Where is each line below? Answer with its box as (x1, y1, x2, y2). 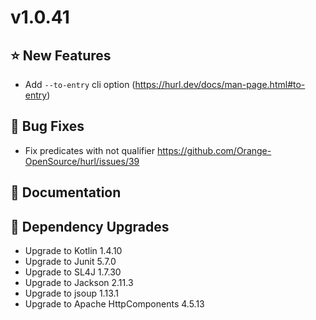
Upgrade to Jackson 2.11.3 (24, 277, 134, 289)
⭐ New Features (10, 47, 112, 64)
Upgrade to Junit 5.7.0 (24, 256, 117, 268)
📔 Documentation (10, 184, 122, 201)
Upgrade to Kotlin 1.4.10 (24, 245, 123, 257)
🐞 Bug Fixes (10, 118, 85, 135)
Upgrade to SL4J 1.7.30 (24, 266, 122, 278)
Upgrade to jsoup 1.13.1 (24, 287, 119, 300)
